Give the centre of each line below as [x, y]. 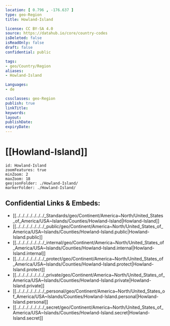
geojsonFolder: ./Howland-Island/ [42, 183]
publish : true [20, 103]
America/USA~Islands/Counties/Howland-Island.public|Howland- [81, 232]
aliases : [14, 71]
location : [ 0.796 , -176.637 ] [39, 10]
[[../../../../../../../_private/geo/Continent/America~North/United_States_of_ [89, 275]
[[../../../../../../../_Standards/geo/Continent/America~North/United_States [88, 215]
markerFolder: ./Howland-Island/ [41, 188]
